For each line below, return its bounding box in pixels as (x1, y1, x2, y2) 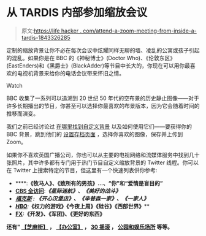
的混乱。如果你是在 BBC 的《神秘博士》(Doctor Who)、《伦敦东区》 (6, 54, 176, 61)
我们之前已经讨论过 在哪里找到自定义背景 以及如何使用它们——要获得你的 (6, 123, 192, 130)
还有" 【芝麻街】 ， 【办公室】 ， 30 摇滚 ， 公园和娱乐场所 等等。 (6, 223, 174, 230)
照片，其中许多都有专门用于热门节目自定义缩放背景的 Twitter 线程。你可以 (11, 159, 199, 166)
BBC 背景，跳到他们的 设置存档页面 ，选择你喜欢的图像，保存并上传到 (6, 130, 183, 138)
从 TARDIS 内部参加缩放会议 (6, 6, 148, 20)
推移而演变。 (6, 110, 39, 117)
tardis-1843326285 (21, 34, 71, 41)
